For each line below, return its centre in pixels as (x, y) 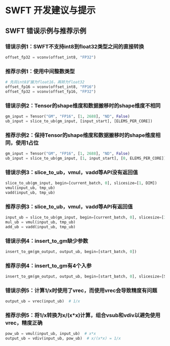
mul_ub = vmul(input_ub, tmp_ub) (40, 222)
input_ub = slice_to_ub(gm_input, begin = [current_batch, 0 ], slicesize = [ (85, 217)
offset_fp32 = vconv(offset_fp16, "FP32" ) (51, 91)
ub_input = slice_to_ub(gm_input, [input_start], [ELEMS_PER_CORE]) (79, 121)
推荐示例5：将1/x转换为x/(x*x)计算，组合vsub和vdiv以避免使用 (83, 316)
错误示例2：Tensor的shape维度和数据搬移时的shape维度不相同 (83, 106)
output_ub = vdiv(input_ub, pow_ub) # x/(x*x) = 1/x (63, 338)
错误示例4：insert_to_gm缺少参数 (47, 241)
